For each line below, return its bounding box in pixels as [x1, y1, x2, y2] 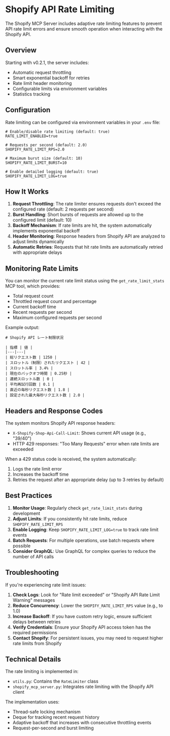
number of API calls [12, 553, 54, 560]
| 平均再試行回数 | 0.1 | [5, 382, 55, 387]
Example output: [5, 325, 40, 331]
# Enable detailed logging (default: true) [5, 169, 99, 174]
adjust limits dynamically [12, 239, 64, 245]
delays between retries [12, 619, 61, 625]
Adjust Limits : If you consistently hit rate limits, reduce [12, 515, 127, 522]
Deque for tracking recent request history [12, 714, 100, 720]
